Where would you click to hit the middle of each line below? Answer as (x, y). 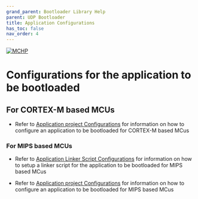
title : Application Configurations (51, 23)
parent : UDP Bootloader (36, 17)
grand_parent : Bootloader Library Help (56, 12)
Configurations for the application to (99, 75)
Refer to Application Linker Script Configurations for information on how (103, 159)
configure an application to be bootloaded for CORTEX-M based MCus (102, 131)
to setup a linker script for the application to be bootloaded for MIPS (99, 166)
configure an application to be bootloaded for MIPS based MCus (94, 189)
